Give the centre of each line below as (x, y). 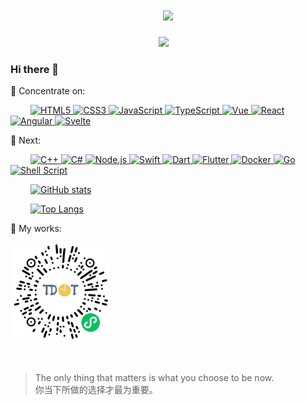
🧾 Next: (26, 140)
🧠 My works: (36, 229)
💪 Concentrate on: (48, 91)
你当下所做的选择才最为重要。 (96, 390)
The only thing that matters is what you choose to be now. (154, 378)
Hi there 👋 (35, 69)
